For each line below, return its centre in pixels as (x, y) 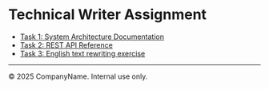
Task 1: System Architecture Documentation (92, 37)
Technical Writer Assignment (107, 15)
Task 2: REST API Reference (66, 44)
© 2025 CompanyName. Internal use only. (78, 76)
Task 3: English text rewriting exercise (82, 53)
